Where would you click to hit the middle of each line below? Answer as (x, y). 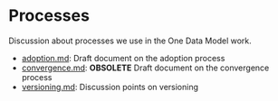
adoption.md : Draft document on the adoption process (123, 58)
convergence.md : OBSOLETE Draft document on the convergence (145, 68)
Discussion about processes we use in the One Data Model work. (130, 41)
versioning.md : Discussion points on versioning (110, 87)
